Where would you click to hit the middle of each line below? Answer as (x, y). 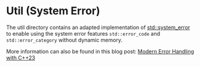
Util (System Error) (53, 11)
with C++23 (21, 58)
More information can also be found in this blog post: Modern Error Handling (100, 51)
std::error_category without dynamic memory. (64, 40)
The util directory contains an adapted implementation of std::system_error (98, 27)
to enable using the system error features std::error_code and (83, 33)
